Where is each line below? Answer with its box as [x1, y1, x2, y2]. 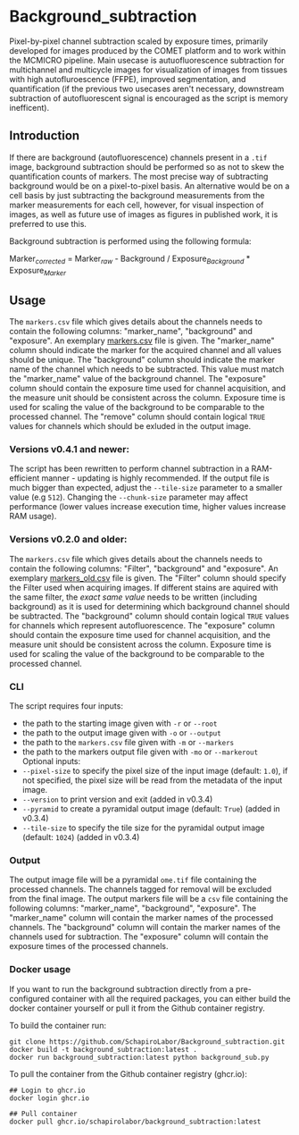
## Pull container [9, 1109, 78, 1118]
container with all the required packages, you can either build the [51, 993, 291, 1004]
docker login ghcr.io [9, 1093, 90, 1103]
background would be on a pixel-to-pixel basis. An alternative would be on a [9, 181, 290, 191]
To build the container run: [9, 1020, 107, 1030]
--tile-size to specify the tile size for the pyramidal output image [21, 822, 265, 833]
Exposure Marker [9, 265, 67, 278]
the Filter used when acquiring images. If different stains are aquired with [9, 582, 278, 593]
